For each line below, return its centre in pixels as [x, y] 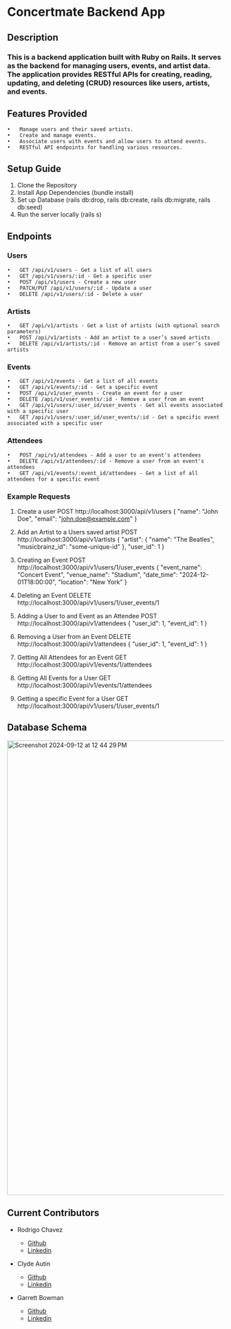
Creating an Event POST [51, 560]
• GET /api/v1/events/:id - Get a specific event [82, 387]
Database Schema [47, 728]
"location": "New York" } [92, 582]
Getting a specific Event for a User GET [73, 699]
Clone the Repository [47, 185]
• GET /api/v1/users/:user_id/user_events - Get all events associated [115, 406]
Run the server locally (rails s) [59, 215]
